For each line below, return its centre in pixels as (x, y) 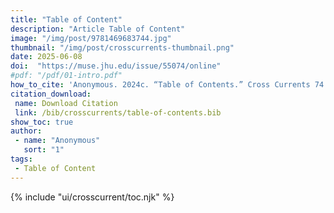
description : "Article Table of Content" (98, 29)
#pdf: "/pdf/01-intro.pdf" (66, 76)
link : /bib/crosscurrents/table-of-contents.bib (118, 112)
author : (26, 131)
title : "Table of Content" (66, 19)
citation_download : (51, 94)
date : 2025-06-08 (46, 57)
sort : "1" (44, 150)
